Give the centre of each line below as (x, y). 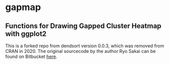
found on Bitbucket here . (31, 56)
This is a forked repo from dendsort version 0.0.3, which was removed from (85, 46)
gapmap (23, 7)
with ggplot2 (26, 34)
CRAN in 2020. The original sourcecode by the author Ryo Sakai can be (80, 51)
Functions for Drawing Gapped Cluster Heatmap (83, 26)
